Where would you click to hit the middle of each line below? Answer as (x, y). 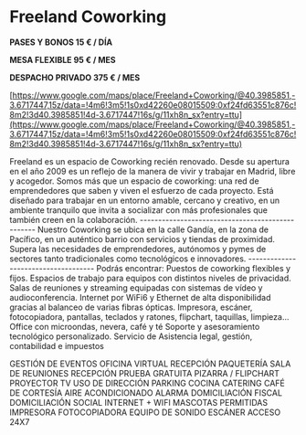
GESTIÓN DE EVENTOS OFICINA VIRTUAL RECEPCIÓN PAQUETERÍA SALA (150, 364)
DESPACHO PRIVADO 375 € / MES (75, 77)
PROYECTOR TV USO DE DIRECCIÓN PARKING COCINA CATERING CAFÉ (148, 383)
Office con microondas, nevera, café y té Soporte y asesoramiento (135, 326)
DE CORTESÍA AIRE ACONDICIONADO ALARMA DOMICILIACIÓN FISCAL (146, 393)
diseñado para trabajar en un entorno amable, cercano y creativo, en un (145, 200)
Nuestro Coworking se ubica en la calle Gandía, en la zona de (153, 229)
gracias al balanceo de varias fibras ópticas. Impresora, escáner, (131, 307)
